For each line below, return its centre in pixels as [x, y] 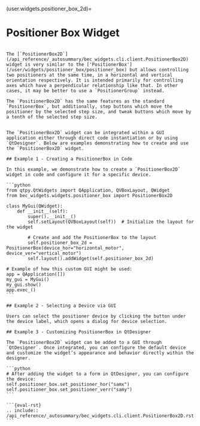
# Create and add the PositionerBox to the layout [92, 237]
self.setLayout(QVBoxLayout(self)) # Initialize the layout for [111, 222]
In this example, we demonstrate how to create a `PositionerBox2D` [93, 169]
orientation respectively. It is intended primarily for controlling [95, 80]
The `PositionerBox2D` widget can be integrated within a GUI [85, 132]
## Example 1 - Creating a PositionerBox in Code [69, 159]
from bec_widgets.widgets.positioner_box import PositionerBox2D [89, 195]
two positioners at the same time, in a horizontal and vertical [89, 75]
